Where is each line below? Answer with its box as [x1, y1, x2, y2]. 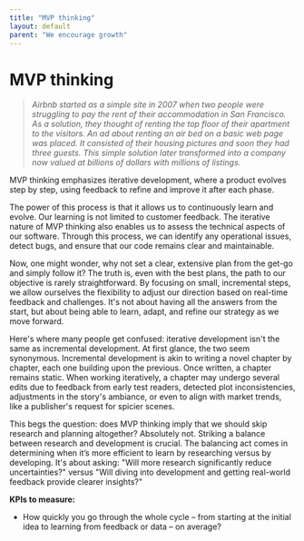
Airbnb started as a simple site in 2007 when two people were [31, 99, 265, 110]
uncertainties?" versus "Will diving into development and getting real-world [9, 467, 291, 477]
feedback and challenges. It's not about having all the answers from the [9, 297, 278, 308]
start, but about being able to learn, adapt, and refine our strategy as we [9, 306, 279, 318]
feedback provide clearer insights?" [9, 477, 143, 487]
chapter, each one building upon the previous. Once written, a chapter [9, 362, 272, 373]
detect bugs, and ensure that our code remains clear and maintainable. [9, 241, 275, 251]
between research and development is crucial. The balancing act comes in [9, 438, 289, 449]
